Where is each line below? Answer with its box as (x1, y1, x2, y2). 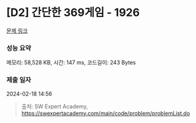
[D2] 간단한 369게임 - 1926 (6, 6, 140, 20)
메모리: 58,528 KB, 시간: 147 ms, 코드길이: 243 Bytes (6, 59, 136, 66)
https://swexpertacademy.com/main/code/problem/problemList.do (21, 110, 190, 117)
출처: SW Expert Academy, (21, 102, 88, 110)
